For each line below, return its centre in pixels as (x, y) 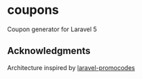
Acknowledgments (49, 51)
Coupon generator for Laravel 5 (52, 29)
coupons (33, 10)
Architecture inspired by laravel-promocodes (71, 67)
